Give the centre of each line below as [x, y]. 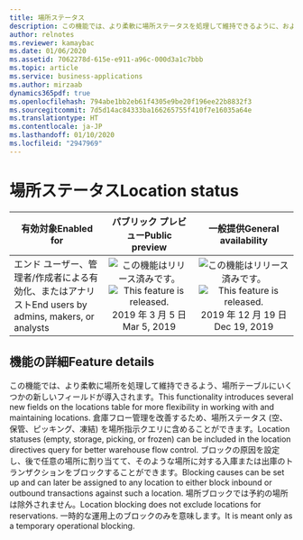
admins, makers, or [54, 316]
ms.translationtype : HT [54, 118]
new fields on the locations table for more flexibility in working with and [142, 407]
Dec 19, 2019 [244, 326]
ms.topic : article [44, 69]
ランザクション [37, 472]
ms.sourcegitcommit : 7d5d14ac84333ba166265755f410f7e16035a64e [131, 110]
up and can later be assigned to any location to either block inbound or [141, 482]
